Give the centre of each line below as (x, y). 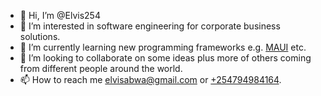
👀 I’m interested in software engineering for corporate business (150, 26)
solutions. (40, 36)
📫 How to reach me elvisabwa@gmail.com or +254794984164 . (150, 79)
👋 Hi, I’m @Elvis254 (60, 15)
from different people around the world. (101, 68)
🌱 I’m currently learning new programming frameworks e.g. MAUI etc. (163, 47)
